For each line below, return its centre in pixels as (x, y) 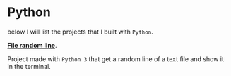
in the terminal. (29, 66)
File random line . (32, 45)
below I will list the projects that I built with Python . (80, 32)
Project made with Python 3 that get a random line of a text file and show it (116, 59)
